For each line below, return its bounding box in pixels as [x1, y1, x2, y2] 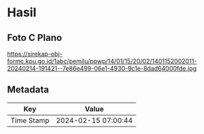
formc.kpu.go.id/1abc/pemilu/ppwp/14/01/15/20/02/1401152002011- [7, 57, 197, 65]
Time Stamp [10, 116, 50, 125]
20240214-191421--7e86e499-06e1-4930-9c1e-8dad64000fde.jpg [7, 65, 197, 72]
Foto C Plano [7, 32, 62, 44]
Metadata [7, 84, 49, 96]
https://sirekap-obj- [7, 50, 63, 58]
